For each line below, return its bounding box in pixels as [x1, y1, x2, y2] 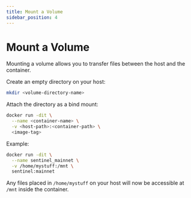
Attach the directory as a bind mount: [6, 101, 99, 108]
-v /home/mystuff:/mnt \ [11, 163, 74, 169]
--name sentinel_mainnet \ [11, 157, 79, 163]
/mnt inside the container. [6, 186, 69, 193]
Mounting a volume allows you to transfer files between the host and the [6, 60, 186, 67]
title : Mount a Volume [6, 8, 63, 15]
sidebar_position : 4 [6, 14, 58, 20]
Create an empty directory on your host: [6, 78, 106, 85]
